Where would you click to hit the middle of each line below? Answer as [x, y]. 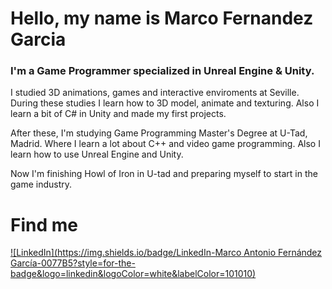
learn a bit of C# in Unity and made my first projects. [118, 114]
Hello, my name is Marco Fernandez [162, 18]
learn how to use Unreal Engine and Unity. [97, 154]
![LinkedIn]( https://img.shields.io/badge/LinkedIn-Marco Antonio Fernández [166, 253]
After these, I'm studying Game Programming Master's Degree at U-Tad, [159, 133]
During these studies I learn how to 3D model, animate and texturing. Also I [165, 103]
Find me [44, 224]
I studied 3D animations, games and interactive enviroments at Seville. [155, 93]
